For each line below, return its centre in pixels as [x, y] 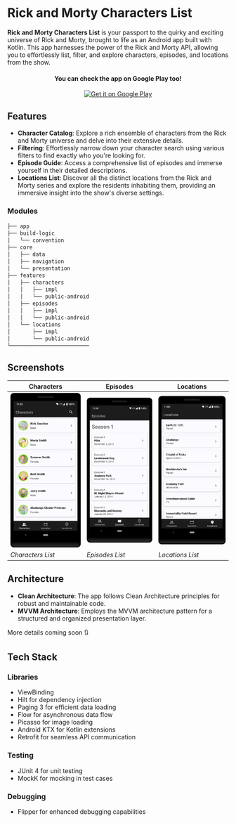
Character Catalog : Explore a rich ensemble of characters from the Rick [122, 133]
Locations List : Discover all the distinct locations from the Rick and [114, 178]
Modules [23, 211]
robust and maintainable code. [61, 603]
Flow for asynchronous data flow [65, 715]
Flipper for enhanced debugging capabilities [81, 812]
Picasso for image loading [55, 722]
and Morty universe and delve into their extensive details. [100, 140]
